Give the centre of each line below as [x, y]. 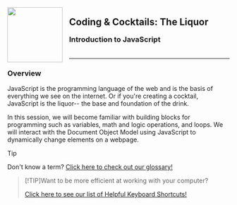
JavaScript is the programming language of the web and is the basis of [110, 89]
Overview [24, 73]
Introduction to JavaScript [115, 39]
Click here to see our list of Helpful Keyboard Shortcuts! [105, 194]
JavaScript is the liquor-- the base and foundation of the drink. [98, 104]
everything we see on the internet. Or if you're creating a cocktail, [103, 96]
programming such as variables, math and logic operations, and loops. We [115, 125]
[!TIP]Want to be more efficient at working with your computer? [116, 181]
